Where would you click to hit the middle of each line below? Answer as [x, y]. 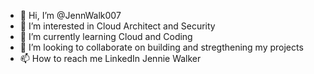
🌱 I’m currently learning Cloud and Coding [106, 36]
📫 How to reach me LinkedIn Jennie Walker [110, 58]
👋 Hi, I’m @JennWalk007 [70, 15]
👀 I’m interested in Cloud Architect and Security [117, 26]
